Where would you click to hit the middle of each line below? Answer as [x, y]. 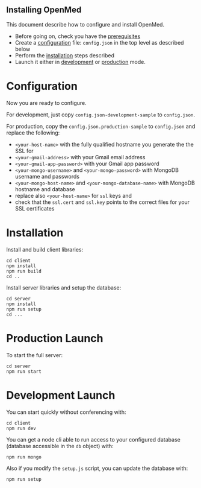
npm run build [24, 271]
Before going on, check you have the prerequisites [78, 36]
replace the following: [33, 133]
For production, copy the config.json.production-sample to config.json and [101, 126]
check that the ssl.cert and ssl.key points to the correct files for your [102, 202]
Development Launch [61, 395]
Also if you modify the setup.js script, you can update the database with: [97, 468]
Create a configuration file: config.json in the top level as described [99, 42]
